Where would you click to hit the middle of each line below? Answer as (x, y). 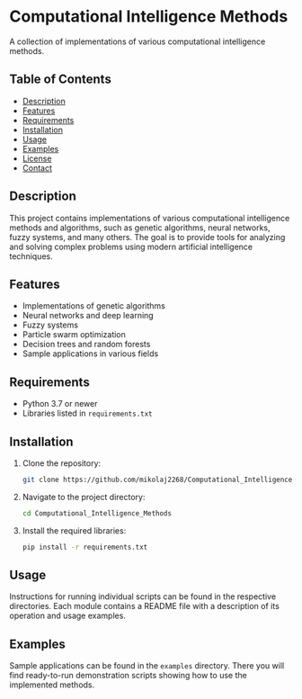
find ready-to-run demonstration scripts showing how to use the (128, 676)
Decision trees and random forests (86, 345)
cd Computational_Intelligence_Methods (97, 513)
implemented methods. (52, 685)
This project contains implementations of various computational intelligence (150, 218)
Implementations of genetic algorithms (94, 306)
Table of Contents (61, 80)
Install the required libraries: (74, 530)
